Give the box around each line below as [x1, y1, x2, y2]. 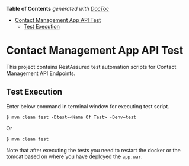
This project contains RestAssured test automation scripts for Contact [6, 63, 177, 70]
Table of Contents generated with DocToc [6, 5, 110, 12]
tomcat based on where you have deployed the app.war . [6, 153, 143, 160]
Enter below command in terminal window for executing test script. [6, 102, 170, 109]
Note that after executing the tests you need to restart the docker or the [6, 146, 181, 154]
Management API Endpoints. [6, 70, 76, 77]
